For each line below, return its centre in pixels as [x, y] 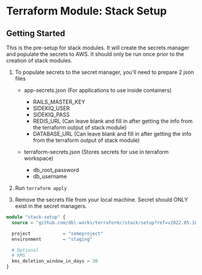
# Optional [25, 250]
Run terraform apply [41, 188]
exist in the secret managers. [51, 206]
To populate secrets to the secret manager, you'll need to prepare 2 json [104, 72]
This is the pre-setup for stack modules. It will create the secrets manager [98, 48]
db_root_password [56, 170]
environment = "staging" [52, 239]
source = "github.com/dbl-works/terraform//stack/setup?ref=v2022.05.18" [106, 223]
